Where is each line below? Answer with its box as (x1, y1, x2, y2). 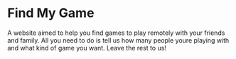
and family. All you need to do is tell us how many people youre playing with (7, 36, 230, 44)
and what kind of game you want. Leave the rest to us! (7, 43, 167, 52)
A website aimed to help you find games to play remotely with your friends (7, 28, 225, 37)
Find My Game (7, 5, 95, 21)
